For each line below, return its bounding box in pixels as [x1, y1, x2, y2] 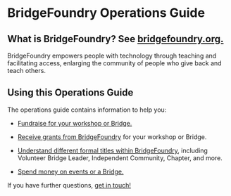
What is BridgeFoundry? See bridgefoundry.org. [7, 33, 224, 45]
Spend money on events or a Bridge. [17, 167, 124, 176]
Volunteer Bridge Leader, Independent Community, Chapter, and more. [17, 153, 223, 162]
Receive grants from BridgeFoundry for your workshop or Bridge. [17, 132, 207, 141]
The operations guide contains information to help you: [7, 105, 167, 114]
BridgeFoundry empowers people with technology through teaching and [7, 51, 217, 60]
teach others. [7, 67, 46, 74]
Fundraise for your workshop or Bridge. [17, 119, 132, 127]
